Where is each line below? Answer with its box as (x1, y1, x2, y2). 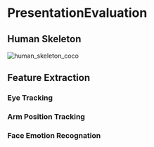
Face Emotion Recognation (7, 131, 101, 141)
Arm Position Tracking (7, 112, 86, 122)
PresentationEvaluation (7, 5, 148, 21)
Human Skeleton (7, 33, 82, 45)
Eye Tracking (7, 93, 53, 103)
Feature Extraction (7, 72, 90, 84)
